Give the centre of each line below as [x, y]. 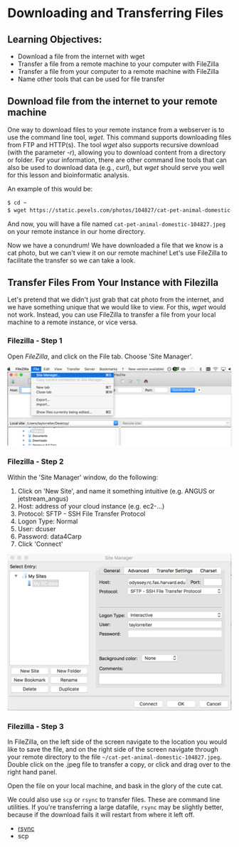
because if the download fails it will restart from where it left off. [101, 815]
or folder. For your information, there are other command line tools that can [117, 160]
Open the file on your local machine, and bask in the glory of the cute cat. [115, 786]
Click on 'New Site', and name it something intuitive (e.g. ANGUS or [116, 491]
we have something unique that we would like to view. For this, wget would [117, 307]
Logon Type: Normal [48, 521]
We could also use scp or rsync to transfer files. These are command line [114, 800]
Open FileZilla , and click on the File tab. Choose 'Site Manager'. [100, 356]
